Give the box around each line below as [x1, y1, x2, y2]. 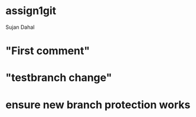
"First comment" [5, 44, 90, 58]
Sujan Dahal [5, 24, 35, 31]
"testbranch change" [5, 71, 112, 85]
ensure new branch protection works [5, 98, 191, 111]
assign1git [5, 4, 57, 18]
